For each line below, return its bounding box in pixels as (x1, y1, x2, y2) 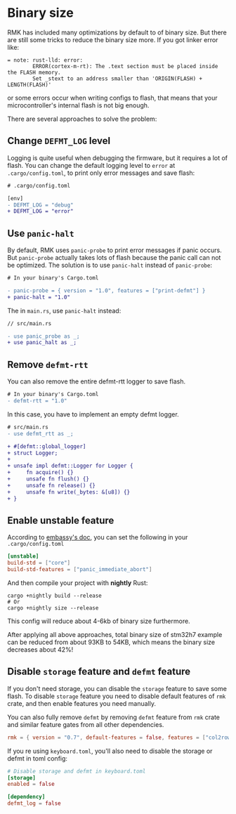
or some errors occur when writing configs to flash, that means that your (7, 93, 218, 102)
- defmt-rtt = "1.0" (7, 398, 68, 405)
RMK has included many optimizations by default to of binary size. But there (7, 28, 227, 37)
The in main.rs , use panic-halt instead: (7, 306, 122, 315)
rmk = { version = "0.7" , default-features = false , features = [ (7, 734, 206, 741)
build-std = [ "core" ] (7, 560, 71, 567)
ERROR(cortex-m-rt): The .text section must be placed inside (32, 63, 218, 70)
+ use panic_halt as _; (7, 339, 77, 346)
